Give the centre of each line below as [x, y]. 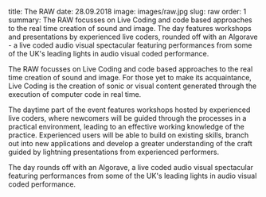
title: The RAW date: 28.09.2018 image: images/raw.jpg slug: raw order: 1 [127, 12]
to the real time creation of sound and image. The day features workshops [130, 28]
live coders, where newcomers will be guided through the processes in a [127, 118]
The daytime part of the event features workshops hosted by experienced [129, 110]
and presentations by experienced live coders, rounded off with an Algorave [133, 37]
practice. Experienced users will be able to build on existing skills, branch [129, 135]
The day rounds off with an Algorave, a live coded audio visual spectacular [131, 167]
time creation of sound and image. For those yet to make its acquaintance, [130, 77]
